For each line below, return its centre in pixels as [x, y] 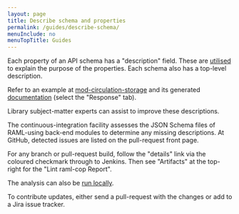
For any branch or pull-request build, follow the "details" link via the [107, 154]
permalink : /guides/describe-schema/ [63, 27]
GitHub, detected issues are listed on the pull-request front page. [103, 141]
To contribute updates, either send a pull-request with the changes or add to [120, 197]
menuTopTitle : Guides [40, 41]
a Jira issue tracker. [36, 205]
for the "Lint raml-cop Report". [67, 169]
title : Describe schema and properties [67, 21]
